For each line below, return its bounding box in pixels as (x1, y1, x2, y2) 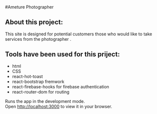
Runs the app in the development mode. (5, 98, 85, 104)
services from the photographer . (5, 36, 71, 42)
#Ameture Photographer (5, 4, 54, 10)
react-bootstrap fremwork (12, 79, 65, 84)
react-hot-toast (12, 73, 43, 79)
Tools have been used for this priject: (5, 50, 120, 59)
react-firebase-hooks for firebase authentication (12, 83, 109, 89)
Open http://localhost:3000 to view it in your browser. (5, 103, 113, 109)
